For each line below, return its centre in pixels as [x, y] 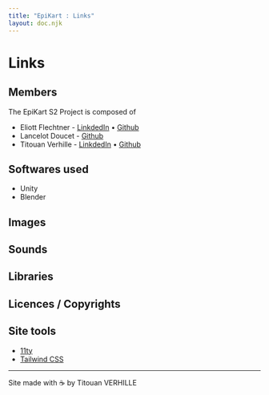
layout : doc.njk [35, 23]
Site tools [32, 331]
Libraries [31, 277]
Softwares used [49, 169]
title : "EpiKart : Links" [51, 16]
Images [27, 222]
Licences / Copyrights [65, 304]
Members [33, 93]
